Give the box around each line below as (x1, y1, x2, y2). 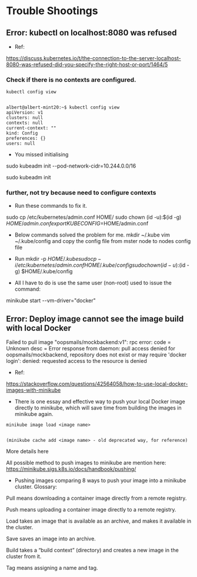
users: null (6, 140, 35, 147)
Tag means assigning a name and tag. (6, 565, 98, 572)
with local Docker (6, 323, 72, 333)
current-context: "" (6, 125, 57, 131)
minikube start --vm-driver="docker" (6, 297, 96, 304)
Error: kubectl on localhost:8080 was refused (6, 28, 177, 38)
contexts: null (6, 120, 44, 126)
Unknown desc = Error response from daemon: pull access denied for (6, 345, 175, 352)
